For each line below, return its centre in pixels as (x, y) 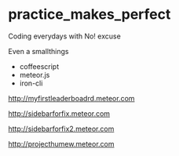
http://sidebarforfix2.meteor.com (61, 129)
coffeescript (39, 66)
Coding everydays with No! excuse (65, 36)
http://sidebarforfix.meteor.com (59, 113)
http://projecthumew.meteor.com (61, 143)
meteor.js (35, 74)
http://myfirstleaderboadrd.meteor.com (71, 98)
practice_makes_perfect (89, 15)
